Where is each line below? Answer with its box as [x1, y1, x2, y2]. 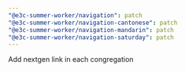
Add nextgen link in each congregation [8, 55, 134, 64]
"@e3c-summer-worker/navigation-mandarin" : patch [8, 26, 175, 34]
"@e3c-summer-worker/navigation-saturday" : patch [8, 33, 175, 41]
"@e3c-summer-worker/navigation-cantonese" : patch [8, 19, 178, 27]
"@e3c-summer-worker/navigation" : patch [8, 11, 143, 20]
